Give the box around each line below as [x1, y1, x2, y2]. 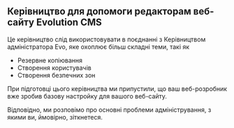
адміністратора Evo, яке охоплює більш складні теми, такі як [7, 42, 190, 51]
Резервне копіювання [17, 56, 82, 64]
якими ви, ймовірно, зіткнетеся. [7, 113, 103, 121]
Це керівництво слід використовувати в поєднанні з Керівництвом [7, 35, 206, 43]
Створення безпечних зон [17, 71, 96, 79]
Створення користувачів [17, 63, 92, 72]
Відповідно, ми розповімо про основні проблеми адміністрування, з [7, 105, 212, 114]
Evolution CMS [36, 17, 103, 29]
